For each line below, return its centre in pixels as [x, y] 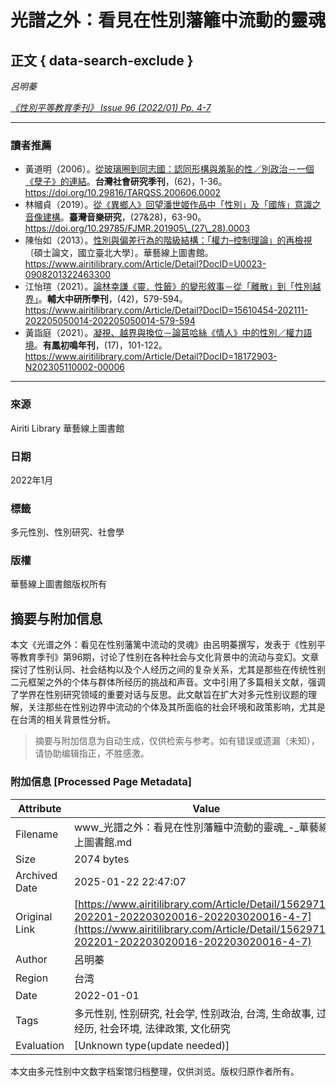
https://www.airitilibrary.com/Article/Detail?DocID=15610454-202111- [166, 310]
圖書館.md [108, 842]
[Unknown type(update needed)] [152, 1045]
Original [34, 916]
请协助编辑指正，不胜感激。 [92, 753]
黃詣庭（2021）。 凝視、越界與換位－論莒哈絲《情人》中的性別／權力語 [168, 333]
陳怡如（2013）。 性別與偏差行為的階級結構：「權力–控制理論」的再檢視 [168, 240]
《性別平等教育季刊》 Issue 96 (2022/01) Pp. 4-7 [111, 107]
